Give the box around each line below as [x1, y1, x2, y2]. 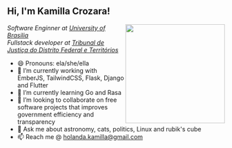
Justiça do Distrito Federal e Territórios [7, 45, 119, 54]
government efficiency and [17, 110, 95, 118]
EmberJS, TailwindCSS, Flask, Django [17, 74, 124, 82]
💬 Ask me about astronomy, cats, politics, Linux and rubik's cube [17, 125, 202, 133]
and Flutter [17, 81, 48, 89]
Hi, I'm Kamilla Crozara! [7, 6, 110, 17]
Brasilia [7, 31, 29, 39]
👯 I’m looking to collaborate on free [17, 96, 117, 104]
